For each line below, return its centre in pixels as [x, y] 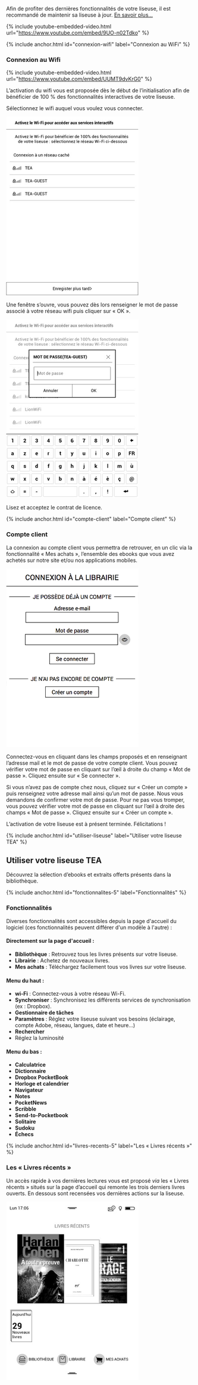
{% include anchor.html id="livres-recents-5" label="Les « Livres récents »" [99, 1146]
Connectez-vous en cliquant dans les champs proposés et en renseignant [97, 756]
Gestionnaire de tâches [44, 1013]
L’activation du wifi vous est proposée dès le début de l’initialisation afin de [98, 90]
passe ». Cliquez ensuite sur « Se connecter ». [63, 776]
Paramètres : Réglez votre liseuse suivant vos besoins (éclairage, [95, 1019]
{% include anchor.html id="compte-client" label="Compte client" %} [91, 519]
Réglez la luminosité [39, 1038]
